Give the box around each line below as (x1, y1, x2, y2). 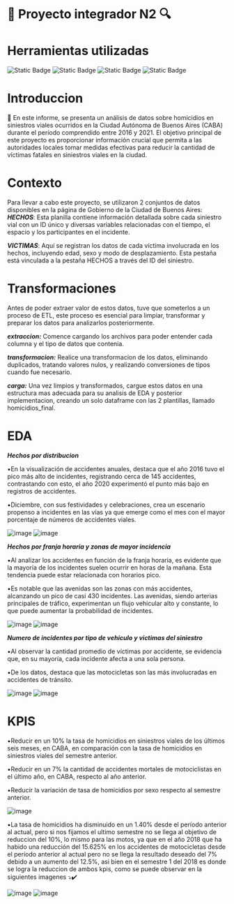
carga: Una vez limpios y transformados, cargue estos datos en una (7, 381, 203, 390)
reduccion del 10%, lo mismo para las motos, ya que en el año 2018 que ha (7, 835, 222, 843)
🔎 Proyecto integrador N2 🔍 (7, 6, 171, 22)
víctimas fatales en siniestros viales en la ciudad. (7, 151, 148, 159)
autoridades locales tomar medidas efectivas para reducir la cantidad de (7, 143, 215, 151)
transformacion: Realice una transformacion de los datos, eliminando (7, 353, 208, 361)
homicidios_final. (7, 403, 56, 412)
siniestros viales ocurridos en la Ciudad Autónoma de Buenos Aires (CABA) (7, 121, 224, 130)
